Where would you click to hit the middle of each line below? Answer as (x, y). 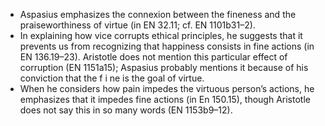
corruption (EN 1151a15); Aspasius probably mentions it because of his (164, 67)
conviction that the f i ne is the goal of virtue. (112, 78)
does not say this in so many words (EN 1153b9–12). (126, 110)
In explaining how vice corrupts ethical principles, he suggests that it (161, 35)
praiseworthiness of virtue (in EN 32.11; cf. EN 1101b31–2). (137, 25)
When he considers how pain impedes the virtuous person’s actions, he (167, 88)
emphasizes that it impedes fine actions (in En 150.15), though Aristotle (165, 99)
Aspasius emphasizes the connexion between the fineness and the (158, 14)
